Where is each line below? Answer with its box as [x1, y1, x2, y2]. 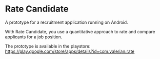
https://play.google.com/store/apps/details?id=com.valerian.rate [5, 48, 135, 54]
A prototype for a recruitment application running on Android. [5, 19, 128, 25]
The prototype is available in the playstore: [5, 43, 91, 49]
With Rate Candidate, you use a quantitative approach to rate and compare [5, 29, 155, 34]
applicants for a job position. [5, 34, 62, 40]
